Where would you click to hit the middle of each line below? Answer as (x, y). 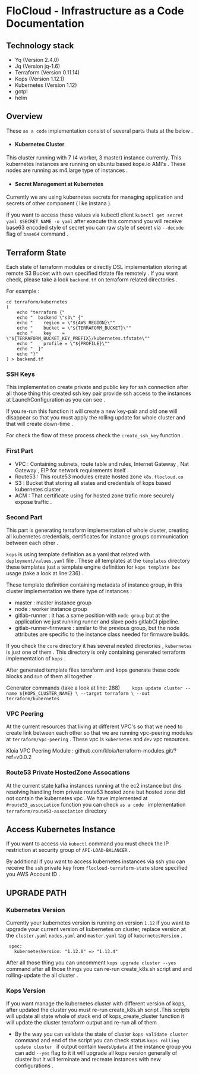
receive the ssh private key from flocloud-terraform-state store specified (97, 868)
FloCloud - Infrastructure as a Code (95, 11)
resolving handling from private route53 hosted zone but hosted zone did (96, 792)
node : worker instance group (51, 609)
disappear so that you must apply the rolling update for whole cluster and (96, 418)
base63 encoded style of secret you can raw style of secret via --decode (95, 228)
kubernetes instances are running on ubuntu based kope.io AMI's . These (96, 164)
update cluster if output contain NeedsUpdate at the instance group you (103, 1047)
